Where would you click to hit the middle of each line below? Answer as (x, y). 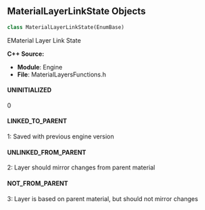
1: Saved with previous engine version (61, 136)
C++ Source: (26, 54)
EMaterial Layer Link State (44, 40)
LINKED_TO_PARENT (37, 121)
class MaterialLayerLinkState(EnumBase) (66, 27)
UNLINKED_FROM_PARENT (47, 152)
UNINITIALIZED (29, 90)
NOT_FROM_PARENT (38, 183)
